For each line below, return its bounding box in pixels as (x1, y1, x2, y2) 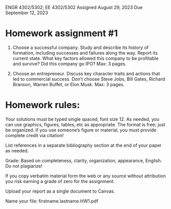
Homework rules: (5, 99, 80, 111)
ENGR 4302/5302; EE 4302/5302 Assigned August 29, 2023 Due (5, 5, 143, 10)
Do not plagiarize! (5, 163, 42, 169)
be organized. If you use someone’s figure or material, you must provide (5, 127, 157, 133)
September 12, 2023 (5, 10, 48, 16)
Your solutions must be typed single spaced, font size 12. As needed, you (5, 116, 160, 122)
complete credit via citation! (5, 132, 64, 138)
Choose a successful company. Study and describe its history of (12, 44, 149, 50)
